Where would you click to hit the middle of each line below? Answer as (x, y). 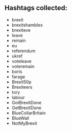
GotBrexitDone (26, 102)
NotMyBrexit (24, 123)
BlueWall (20, 118)
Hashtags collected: (36, 8)
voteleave (22, 61)
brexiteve (21, 30)
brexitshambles (27, 25)
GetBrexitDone (26, 108)
